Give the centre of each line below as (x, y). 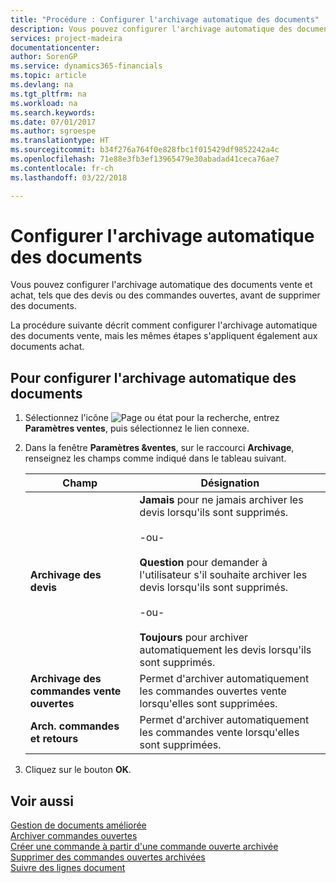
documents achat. (47, 347)
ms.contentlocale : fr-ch (62, 168)
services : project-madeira (66, 38)
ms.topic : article (48, 76)
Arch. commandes (74, 726)
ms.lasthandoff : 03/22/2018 (69, 177)
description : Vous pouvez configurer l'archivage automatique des (151, 29)
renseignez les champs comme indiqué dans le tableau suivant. (155, 458)
